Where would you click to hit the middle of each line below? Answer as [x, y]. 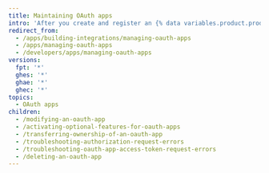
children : [25, 112]
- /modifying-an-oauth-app [60, 120]
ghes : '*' [32, 75]
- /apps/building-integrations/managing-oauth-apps [104, 38]
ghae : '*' [32, 82]
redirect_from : [34, 30]
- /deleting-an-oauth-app [59, 156]
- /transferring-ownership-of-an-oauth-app [89, 134]
